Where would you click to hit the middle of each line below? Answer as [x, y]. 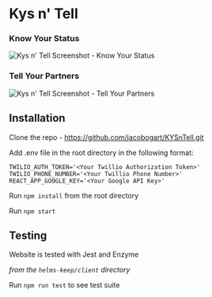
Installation [37, 118]
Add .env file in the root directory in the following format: [101, 152]
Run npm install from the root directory [74, 195]
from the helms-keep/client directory [70, 270]
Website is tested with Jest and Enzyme [74, 254]
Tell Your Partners [44, 76]
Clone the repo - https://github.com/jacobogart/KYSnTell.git [106, 137]
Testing [28, 235]
